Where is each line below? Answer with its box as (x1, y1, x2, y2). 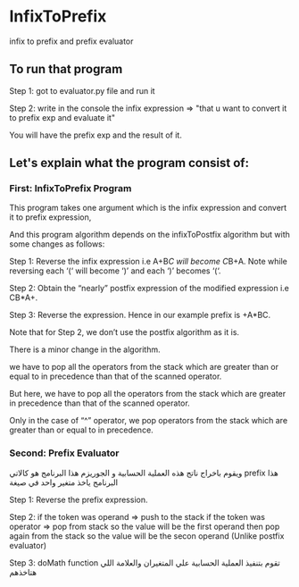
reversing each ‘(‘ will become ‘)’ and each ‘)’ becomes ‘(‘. (9, 265, 221, 276)
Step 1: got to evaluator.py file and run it (9, 85, 155, 96)
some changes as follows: (9, 239, 105, 249)
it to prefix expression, (9, 212, 92, 222)
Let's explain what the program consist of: (9, 155, 250, 171)
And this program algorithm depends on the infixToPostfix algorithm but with (9, 230, 290, 240)
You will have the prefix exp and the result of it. (9, 130, 183, 140)
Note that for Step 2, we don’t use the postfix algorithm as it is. (9, 327, 239, 338)
